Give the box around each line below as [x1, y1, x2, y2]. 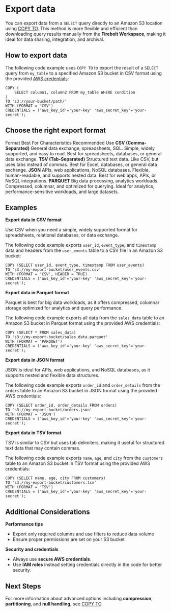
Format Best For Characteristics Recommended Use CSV [5, 139, 125, 146]
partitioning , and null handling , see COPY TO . [5, 601, 103, 607]
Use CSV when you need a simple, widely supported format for [5, 227, 138, 233]
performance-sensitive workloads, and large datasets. [5, 189, 119, 195]
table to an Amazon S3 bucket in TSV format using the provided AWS [5, 460, 150, 466]
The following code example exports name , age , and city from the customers [5, 455, 163, 461]
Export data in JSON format [5, 357, 65, 363]
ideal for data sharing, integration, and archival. [5, 36, 104, 42]
